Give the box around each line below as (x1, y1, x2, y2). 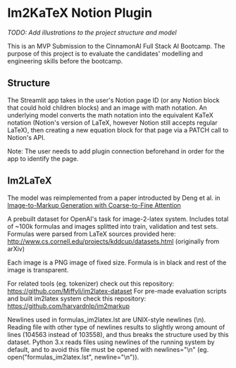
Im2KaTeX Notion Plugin (7, 5, 153, 21)
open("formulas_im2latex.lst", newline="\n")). (7, 353, 139, 361)
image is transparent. (7, 265, 69, 274)
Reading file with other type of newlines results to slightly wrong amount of (7, 322, 225, 331)
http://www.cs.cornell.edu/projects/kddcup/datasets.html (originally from (7, 237, 220, 246)
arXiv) (7, 244, 25, 253)
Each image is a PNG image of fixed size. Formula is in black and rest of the (7, 258, 227, 267)
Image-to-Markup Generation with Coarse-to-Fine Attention (7, 201, 181, 209)
